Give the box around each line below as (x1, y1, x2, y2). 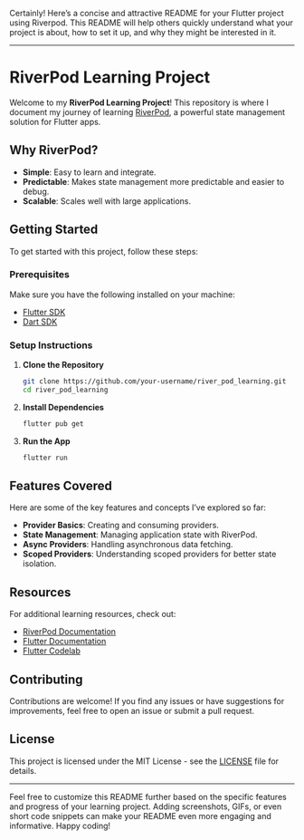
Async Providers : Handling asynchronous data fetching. (22, 539, 233, 550)
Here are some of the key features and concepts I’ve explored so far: (9, 502, 267, 513)
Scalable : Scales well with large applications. (22, 195, 192, 207)
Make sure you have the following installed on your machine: (9, 289, 235, 300)
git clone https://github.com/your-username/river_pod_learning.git (22, 377, 287, 386)
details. (9, 765, 37, 776)
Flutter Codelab (22, 645, 81, 656)
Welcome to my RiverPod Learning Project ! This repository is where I (9, 97, 269, 108)
